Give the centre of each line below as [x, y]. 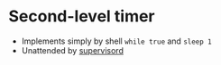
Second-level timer [82, 16]
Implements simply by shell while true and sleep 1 [117, 41]
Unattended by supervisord [72, 50]
